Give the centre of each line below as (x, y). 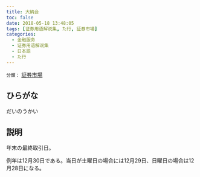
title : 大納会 (23, 12)
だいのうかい (22, 111)
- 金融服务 (24, 40)
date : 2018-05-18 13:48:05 (40, 23)
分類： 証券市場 (24, 75)
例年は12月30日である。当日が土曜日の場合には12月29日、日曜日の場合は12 (100, 161)
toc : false (20, 18)
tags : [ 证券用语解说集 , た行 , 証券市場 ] (52, 29)
